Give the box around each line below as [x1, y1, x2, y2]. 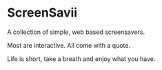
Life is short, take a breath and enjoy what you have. [7, 54, 156, 63]
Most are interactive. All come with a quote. [7, 41, 131, 49]
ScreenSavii [7, 5, 78, 21]
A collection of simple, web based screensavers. [7, 28, 145, 36]
